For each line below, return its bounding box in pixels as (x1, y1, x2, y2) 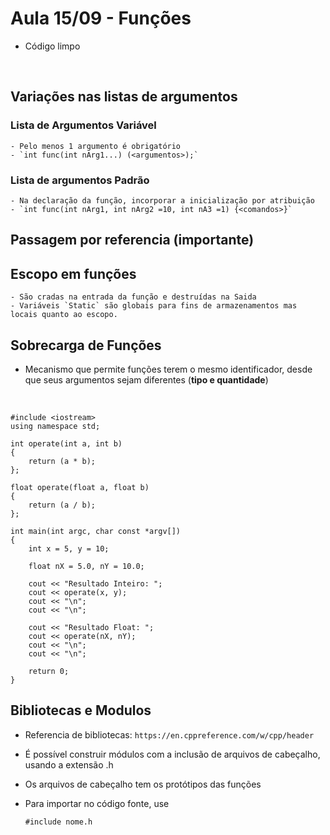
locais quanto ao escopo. (10, 310, 118, 320)
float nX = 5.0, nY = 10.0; (28, 561, 145, 571)
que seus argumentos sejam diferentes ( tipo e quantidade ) (24, 373, 269, 386)
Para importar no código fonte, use (24, 797, 170, 809)
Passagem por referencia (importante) (10, 232, 255, 249)
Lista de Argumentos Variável (10, 118, 157, 132)
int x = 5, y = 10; (28, 543, 110, 554)
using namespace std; (10, 421, 101, 431)
